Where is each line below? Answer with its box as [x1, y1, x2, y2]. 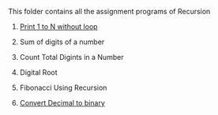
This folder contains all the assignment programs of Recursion [8, 7, 211, 16]
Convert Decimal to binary [19, 98, 105, 107]
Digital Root [19, 68, 58, 77]
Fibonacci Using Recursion [19, 83, 107, 92]
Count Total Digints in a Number [19, 53, 124, 61]
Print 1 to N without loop [19, 22, 98, 31]
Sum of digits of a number [19, 37, 105, 46]
